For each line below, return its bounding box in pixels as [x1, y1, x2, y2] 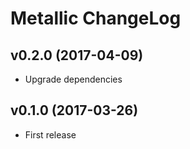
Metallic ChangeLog [10, 7, 182, 30]
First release [24, 128, 77, 141]
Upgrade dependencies [24, 73, 123, 85]
